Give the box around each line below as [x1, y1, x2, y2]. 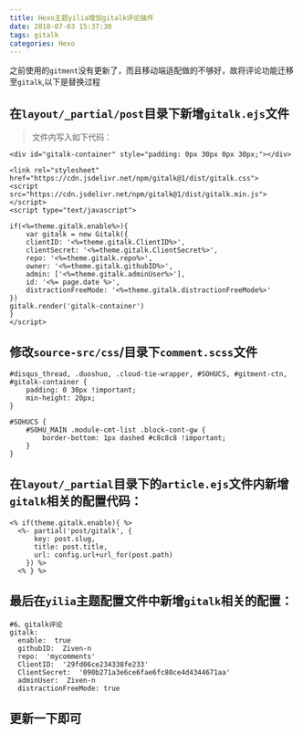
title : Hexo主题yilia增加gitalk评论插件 [9, 13, 154, 23]
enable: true [17, 635, 71, 645]
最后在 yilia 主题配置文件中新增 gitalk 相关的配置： [9, 593, 294, 609]
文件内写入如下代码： [31, 131, 112, 142]
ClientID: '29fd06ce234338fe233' [17, 659, 149, 669]
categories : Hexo [9, 38, 76, 48]
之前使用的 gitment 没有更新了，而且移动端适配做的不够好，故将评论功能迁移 [9, 65, 295, 76]
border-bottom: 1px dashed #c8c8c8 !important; [42, 433, 226, 443]
